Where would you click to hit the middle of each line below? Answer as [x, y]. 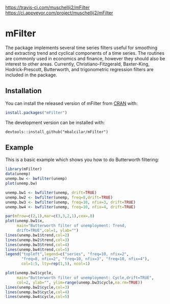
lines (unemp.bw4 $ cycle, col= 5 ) [38, 297]
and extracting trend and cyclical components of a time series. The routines [85, 53]
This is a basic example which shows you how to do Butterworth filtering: [82, 160]
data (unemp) [18, 174]
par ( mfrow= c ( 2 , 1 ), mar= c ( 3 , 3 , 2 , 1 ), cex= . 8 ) [50, 216]
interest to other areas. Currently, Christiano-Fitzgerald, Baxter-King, [77, 64]
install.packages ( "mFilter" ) [36, 113]
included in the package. [31, 75]
